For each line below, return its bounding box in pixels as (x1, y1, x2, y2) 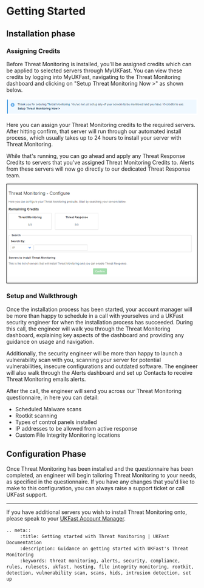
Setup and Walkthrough (6, 292, 78, 300)
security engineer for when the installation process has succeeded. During (6, 318, 193, 326)
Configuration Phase (6, 449, 86, 459)
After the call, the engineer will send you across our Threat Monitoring (6, 387, 182, 394)
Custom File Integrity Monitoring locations (15, 431, 120, 439)
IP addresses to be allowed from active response (15, 425, 138, 432)
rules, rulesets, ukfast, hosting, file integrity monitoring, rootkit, (6, 564, 194, 570)
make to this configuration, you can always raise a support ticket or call (6, 484, 185, 491)
